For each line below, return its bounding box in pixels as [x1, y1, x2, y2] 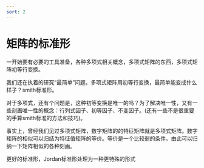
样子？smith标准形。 [6, 86, 58, 93]
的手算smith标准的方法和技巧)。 [6, 114, 86, 121]
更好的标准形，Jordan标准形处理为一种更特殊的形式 [6, 155, 136, 163]
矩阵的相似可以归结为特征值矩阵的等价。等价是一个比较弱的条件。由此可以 [6, 135, 192, 142]
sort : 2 [6, 8, 26, 15]
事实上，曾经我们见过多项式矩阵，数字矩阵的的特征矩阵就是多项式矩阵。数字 [6, 127, 198, 134]
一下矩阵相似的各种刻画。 [11, 142, 76, 149]
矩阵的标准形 [6, 37, 71, 50]
